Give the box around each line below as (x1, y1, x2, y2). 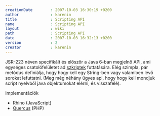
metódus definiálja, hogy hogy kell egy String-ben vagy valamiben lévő (5, 69, 153, 76)
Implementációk (5, 90, 39, 96)
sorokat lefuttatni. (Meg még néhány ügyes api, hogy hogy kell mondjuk (5, 75, 155, 81)
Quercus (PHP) (12, 105, 45, 111)
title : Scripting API (5, 17, 85, 22)
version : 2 (5, 40, 58, 45)
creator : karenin (5, 45, 71, 50)
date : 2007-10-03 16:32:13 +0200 (5, 36, 112, 41)
